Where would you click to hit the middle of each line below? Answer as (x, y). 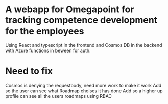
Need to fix (29, 71)
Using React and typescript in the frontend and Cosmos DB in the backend (84, 45)
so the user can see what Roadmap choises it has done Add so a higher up (84, 91)
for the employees (45, 31)
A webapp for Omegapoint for (70, 9)
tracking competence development (81, 20)
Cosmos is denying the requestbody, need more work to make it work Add (83, 85)
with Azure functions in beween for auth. (48, 50)
